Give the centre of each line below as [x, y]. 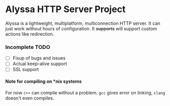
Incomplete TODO [28, 47]
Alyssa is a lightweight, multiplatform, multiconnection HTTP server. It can [83, 23]
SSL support [26, 70]
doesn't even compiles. [30, 98]
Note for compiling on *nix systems [44, 81]
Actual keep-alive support [40, 64]
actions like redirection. [30, 34]
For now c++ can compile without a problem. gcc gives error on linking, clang [85, 92]
